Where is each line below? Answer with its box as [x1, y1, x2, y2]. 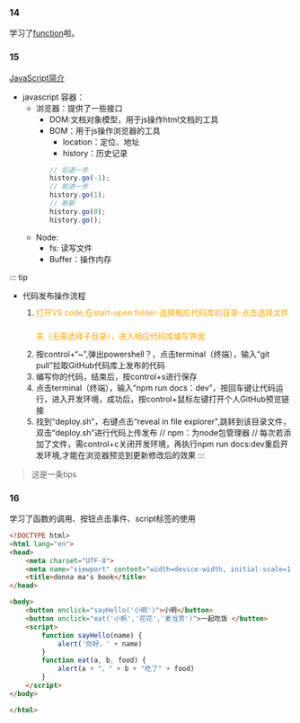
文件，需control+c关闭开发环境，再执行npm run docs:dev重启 [51, 438, 281, 449]
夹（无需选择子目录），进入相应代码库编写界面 [35, 331, 206, 341]
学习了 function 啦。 [9, 28, 80, 39]
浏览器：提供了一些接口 [35, 102, 123, 113]
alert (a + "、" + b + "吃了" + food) [57, 665, 195, 674]
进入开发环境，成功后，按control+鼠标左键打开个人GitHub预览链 [51, 393, 290, 404]
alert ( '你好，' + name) [57, 639, 143, 648]
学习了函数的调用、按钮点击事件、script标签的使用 [9, 514, 196, 525]
